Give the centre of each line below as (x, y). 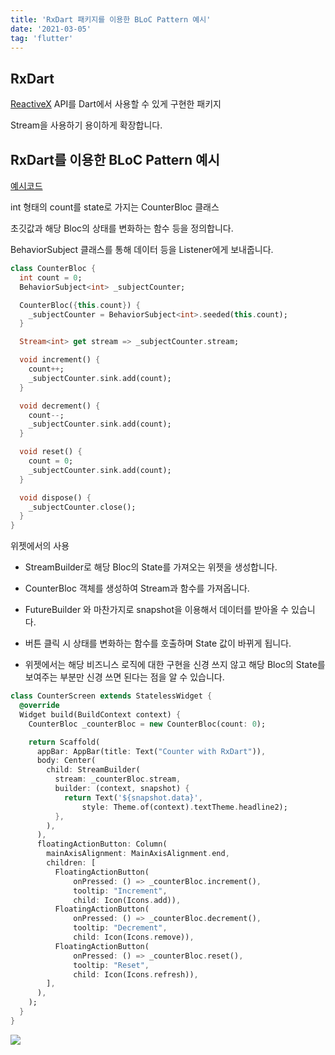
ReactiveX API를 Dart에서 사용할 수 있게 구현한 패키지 (116, 104)
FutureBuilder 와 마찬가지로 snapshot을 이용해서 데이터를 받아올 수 (157, 610)
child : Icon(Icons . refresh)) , (136, 974)
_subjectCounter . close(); (82, 507)
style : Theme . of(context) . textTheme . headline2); (184, 807)
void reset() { (51, 452)
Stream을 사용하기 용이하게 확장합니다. (86, 125)
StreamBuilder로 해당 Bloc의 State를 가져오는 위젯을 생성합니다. (151, 567)
